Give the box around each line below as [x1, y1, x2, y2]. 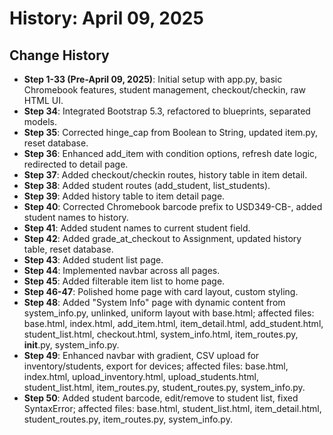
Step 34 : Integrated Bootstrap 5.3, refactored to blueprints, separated [23, 105, 311, 117]
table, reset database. [23, 243, 114, 255]
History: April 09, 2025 [9, 7, 204, 30]
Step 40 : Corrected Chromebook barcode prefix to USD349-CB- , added [23, 201, 323, 212]
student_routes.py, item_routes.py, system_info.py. [23, 413, 233, 425]
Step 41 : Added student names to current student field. [23, 222, 251, 234]
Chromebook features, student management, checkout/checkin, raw [23, 84, 306, 96]
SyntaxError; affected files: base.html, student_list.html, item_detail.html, [23, 403, 322, 414]
